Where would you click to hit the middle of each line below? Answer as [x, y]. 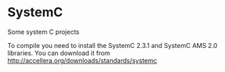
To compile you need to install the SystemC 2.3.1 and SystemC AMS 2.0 [112, 45]
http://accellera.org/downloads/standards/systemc [82, 60]
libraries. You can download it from [59, 53]
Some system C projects [44, 32]
